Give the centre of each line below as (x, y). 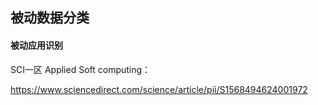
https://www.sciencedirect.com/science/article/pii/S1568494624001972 (159, 89)
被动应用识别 (36, 45)
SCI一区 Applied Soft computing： (81, 69)
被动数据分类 (50, 18)
